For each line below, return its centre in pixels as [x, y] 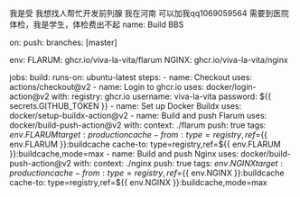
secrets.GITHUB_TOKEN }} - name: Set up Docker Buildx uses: [126, 106]
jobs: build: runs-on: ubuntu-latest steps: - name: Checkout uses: [131, 77]
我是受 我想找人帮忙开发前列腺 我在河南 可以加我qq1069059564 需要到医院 [149, 13]
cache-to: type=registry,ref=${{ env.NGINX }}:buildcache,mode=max [139, 182]
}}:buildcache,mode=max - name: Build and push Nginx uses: [124, 154]
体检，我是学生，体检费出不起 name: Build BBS [97, 24]
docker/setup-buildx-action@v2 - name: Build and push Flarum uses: [138, 116]
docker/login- [232, 87]
